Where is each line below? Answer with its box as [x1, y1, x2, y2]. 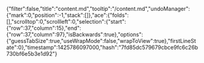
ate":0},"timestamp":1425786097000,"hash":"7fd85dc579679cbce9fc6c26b [6, 44, 199, 51]
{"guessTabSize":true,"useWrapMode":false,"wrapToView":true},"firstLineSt [6, 38, 197, 44]
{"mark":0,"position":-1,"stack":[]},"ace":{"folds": [6, 12, 129, 19]
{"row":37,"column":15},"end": [6, 24, 81, 31]
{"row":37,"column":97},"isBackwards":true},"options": [6, 31, 144, 38]
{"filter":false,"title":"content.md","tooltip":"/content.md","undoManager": [6, 5, 191, 12]
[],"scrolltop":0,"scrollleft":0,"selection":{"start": [6, 18, 126, 25]
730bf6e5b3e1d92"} [6, 50, 57, 57]
